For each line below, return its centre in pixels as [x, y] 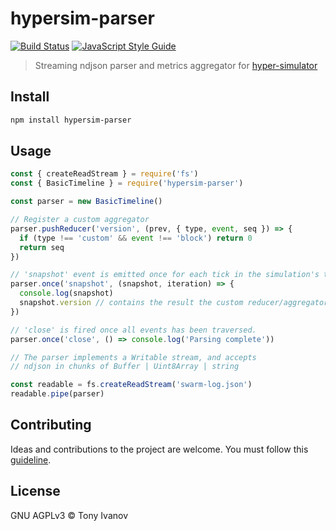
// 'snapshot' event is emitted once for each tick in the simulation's [165, 275]
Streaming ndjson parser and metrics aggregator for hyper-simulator [176, 65]
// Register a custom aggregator [80, 220]
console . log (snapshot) [66, 293]
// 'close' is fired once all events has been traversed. [133, 330]
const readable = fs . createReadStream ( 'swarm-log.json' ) [131, 385]
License [35, 491]
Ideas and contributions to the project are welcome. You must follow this [159, 449]
